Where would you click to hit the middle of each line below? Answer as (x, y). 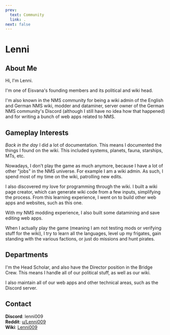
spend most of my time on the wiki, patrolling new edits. (64, 177)
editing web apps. (24, 218)
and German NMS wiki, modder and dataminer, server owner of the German (85, 106)
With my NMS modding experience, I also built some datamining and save (83, 213)
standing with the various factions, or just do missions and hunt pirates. (80, 239)
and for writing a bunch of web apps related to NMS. (60, 117)
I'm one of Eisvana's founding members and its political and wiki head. (79, 90)
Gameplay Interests (37, 133)
